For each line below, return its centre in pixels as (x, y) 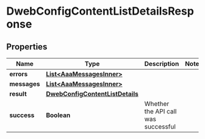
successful (160, 127)
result (18, 94)
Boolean (58, 115)
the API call (160, 111)
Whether (157, 104)
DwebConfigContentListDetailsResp (100, 11)
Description (162, 64)
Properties (27, 47)
